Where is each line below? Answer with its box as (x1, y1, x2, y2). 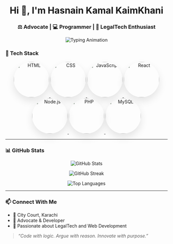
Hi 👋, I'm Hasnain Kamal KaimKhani (9, 5, 164, 16)
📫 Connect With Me (5, 198, 57, 205)
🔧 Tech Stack (5, 50, 39, 57)
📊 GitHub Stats (5, 147, 45, 154)
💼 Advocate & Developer (12, 217, 65, 223)
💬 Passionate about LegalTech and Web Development (12, 223, 127, 229)
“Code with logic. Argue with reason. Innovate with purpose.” (18, 233, 148, 239)
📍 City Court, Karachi (12, 212, 58, 218)
